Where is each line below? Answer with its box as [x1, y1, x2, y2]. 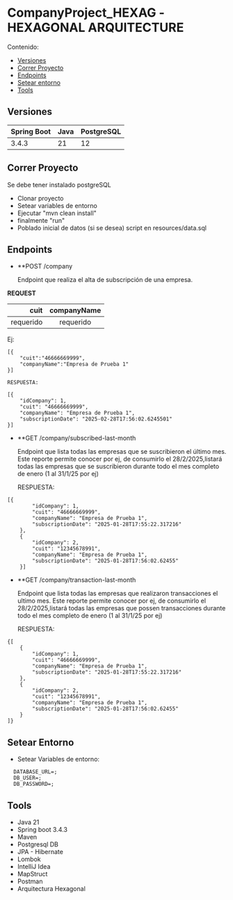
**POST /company [17, 262, 73, 271]
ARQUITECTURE [88, 19, 184, 35]
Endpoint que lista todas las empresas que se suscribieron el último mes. [17, 448, 227, 456]
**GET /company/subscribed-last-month [17, 434, 136, 443]
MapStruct [17, 870, 48, 878]
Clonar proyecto [17, 194, 64, 203]
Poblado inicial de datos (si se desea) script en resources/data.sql [17, 223, 207, 232]
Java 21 [17, 818, 40, 826]
